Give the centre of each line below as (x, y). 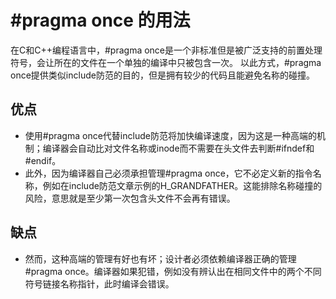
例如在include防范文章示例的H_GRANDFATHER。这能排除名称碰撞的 (182, 185)
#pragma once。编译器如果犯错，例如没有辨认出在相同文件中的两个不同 (173, 271)
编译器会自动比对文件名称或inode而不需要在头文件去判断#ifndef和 (178, 148)
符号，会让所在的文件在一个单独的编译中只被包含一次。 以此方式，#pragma (166, 62)
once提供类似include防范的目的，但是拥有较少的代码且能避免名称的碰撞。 (162, 75)
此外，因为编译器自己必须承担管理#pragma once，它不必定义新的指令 (168, 173)
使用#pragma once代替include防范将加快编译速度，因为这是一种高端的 (170, 135)
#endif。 (43, 160)
